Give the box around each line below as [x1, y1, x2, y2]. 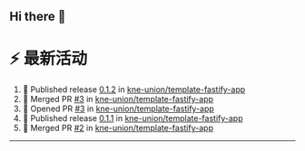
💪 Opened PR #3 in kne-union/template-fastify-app [22, 103, 215, 114]
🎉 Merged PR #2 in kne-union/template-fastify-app [22, 123, 213, 134]
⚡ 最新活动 [9, 48, 88, 69]
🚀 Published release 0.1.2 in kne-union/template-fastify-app [22, 84, 246, 95]
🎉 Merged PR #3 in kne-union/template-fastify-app [22, 94, 214, 105]
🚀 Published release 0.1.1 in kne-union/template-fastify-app [22, 113, 243, 124]
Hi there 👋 [9, 9, 66, 24]
